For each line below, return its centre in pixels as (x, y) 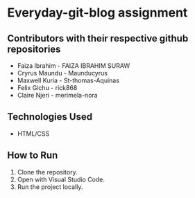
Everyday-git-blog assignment (97, 13)
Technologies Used (50, 117)
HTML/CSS (33, 134)
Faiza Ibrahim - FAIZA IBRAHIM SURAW (74, 66)
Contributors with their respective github (98, 38)
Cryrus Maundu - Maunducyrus (62, 73)
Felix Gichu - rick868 (47, 88)
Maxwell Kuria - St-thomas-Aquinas (68, 80)
